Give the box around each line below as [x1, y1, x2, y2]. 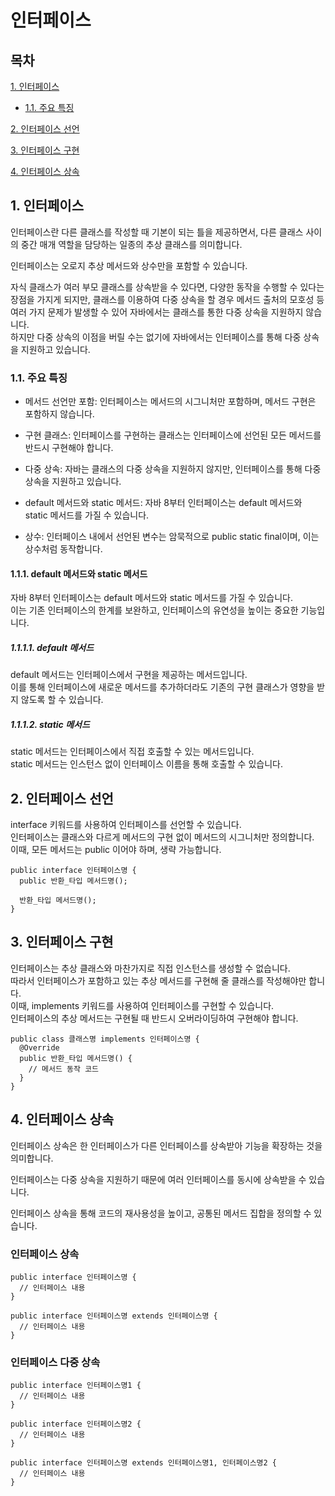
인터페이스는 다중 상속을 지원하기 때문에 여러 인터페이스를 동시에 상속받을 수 [10, 1173, 307, 1185]
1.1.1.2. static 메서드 [10, 718, 90, 730]
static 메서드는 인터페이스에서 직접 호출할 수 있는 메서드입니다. [10, 746, 255, 758]
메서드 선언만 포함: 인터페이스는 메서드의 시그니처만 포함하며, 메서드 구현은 [24, 396, 317, 408]
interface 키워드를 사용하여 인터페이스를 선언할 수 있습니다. [10, 819, 242, 831]
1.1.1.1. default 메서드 [10, 641, 95, 653]
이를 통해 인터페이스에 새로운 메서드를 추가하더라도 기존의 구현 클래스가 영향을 [10, 681, 315, 693]
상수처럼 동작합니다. [24, 543, 103, 555]
